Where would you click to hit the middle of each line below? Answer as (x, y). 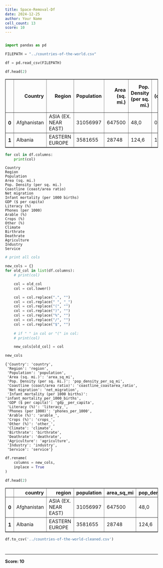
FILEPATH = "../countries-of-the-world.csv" (51, 54)
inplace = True (29, 467)
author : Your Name (24, 18)
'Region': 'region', (28, 369)
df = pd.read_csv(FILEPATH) (33, 63)
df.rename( (16, 458)
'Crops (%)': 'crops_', (31, 420)
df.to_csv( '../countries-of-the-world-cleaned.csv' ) (59, 539)
